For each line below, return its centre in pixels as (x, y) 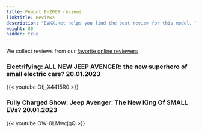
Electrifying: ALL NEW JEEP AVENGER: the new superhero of (97, 66)
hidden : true (23, 34)
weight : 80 (20, 28)
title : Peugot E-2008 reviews (44, 12)
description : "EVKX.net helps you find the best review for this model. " (102, 23)
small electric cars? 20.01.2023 (54, 74)
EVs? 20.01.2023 (32, 110)
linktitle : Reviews (31, 17)
